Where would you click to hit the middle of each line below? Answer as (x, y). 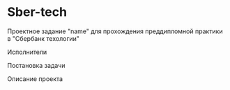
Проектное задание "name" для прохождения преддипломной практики (115, 31)
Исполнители (27, 52)
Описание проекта (35, 79)
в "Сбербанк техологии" (44, 38)
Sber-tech (37, 12)
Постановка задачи (36, 65)
